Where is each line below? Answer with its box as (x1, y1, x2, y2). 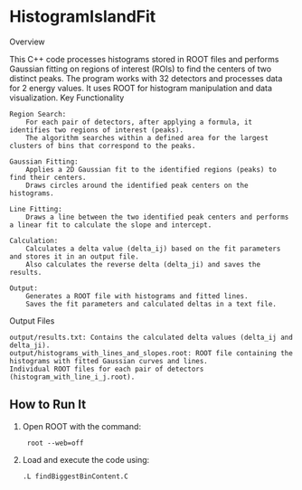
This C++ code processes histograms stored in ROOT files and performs (9, 53, 279, 64)
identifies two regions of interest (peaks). (9, 125, 184, 135)
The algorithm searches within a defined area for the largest (25, 133, 269, 142)
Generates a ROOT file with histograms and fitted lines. (25, 291, 249, 300)
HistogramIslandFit (9, 6, 156, 27)
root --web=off (26, 438, 84, 448)
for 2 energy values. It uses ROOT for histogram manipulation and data (9, 82, 273, 93)
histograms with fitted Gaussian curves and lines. (9, 356, 208, 365)
